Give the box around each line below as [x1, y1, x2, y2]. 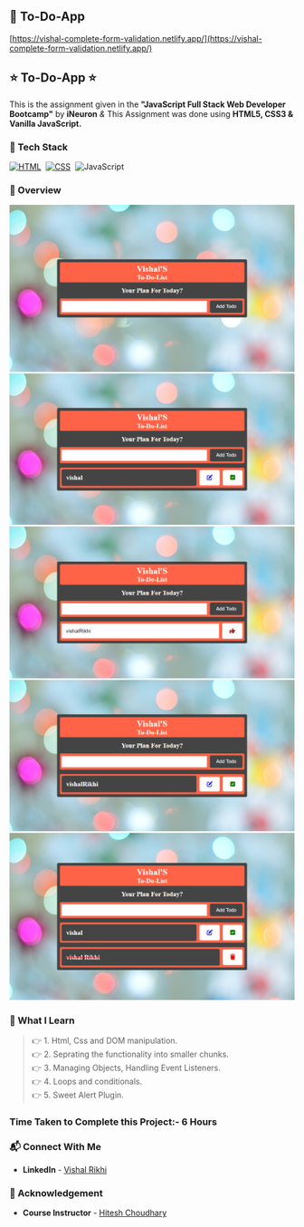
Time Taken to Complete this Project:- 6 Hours [9, 1116, 217, 1128]
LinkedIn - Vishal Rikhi [22, 1164, 107, 1175]
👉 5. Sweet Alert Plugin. [31, 1089, 124, 1100]
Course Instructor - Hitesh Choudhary [22, 1207, 167, 1219]
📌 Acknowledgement [9, 1187, 103, 1200]
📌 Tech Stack [9, 140, 69, 153]
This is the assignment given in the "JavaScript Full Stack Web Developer [9, 99, 287, 110]
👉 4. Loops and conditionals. [31, 1076, 143, 1087]
